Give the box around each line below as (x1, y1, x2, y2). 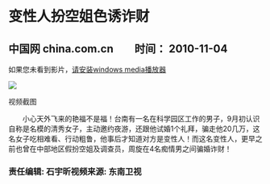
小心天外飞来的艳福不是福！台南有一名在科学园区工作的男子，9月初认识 (22, 114, 260, 123)
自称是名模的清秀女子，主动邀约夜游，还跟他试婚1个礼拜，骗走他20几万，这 (8, 124, 260, 133)
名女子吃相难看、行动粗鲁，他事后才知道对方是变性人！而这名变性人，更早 (8, 134, 255, 143)
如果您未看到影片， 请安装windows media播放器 (8, 65, 167, 74)
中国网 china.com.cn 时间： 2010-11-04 (8, 42, 228, 55)
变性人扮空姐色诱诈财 (8, 7, 151, 26)
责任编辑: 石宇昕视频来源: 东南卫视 (8, 166, 143, 177)
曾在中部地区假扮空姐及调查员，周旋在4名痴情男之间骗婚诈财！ (22, 144, 232, 153)
